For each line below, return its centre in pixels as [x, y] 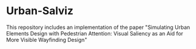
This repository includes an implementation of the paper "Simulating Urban [98, 27]
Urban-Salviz [40, 11]
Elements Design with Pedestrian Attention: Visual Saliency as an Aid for [95, 33]
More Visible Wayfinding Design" [47, 40]
